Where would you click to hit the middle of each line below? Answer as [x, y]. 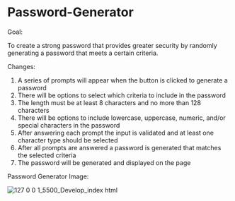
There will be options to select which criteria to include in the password [122, 95]
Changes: [21, 66]
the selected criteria [47, 155]
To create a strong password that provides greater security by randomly [112, 45]
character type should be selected [68, 140]
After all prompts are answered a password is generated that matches [119, 147]
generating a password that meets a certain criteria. [83, 53]
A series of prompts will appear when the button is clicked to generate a [122, 80]
